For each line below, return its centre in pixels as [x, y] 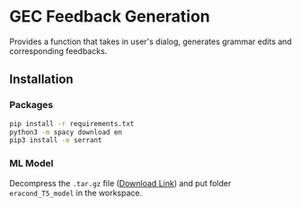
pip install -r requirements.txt [72, 123]
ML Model [31, 164]
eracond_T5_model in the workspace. [75, 193]
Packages [31, 105]
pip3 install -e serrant [56, 140]
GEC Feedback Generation [110, 17]
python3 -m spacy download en [66, 132]
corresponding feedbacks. [58, 50]
